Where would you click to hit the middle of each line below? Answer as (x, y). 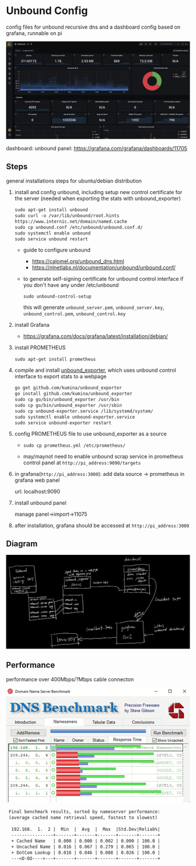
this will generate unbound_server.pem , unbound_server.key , (94, 307)
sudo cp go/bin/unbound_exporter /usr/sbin (68, 405)
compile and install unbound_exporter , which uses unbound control (95, 370)
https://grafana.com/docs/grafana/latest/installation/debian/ (95, 336)
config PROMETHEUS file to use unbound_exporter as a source (91, 433)
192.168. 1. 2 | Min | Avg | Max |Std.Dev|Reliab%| (86, 829)
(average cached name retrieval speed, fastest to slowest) (83, 817)
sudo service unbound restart (51, 239)
